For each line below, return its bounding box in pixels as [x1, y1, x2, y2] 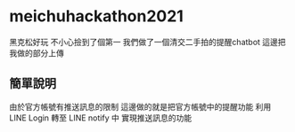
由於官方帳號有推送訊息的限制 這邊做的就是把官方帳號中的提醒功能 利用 [9, 101, 272, 112]
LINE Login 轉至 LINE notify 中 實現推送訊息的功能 [9, 113, 193, 123]
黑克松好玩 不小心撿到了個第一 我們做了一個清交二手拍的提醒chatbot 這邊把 [9, 36, 287, 47]
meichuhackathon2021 [9, 6, 184, 27]
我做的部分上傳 [9, 47, 64, 58]
